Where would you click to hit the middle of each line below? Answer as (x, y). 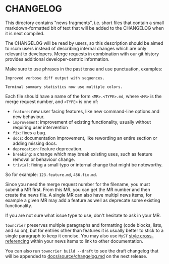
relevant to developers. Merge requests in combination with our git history (82, 54)
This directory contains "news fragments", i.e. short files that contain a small (84, 23)
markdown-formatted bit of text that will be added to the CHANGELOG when (84, 28)
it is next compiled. (25, 33)
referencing (17, 241)
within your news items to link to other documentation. (87, 241)
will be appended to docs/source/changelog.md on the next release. (76, 256)
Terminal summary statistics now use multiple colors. (64, 87)
